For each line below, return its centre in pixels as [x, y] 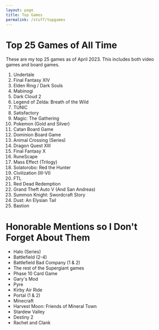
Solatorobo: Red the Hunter [42, 168]
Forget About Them [48, 237]
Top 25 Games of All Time [61, 45]
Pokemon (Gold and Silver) [41, 124]
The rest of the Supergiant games [49, 268]
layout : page [20, 10]
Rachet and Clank [32, 323]
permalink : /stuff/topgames [36, 20]
